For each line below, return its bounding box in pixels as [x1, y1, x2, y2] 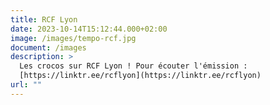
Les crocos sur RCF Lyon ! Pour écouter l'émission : [19, 61, 248, 71]
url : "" [10, 80, 43, 90]
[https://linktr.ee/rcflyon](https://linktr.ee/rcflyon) [19, 71, 262, 81]
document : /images [10, 42, 87, 53]
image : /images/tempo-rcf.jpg [10, 33, 137, 43]
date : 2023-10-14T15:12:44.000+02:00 [10, 24, 168, 34]
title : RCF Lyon [10, 14, 78, 25]
